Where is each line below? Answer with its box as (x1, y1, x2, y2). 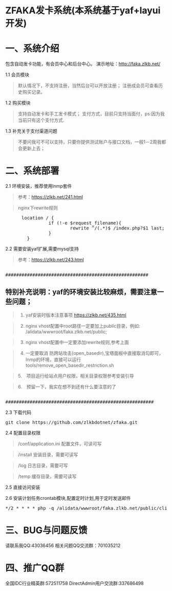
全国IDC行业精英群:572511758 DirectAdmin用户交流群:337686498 (5, 580, 144, 586)
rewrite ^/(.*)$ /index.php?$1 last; (70, 225, 165, 231)
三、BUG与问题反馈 (5, 524, 88, 536)
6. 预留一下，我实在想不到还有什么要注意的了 (17, 384, 117, 390)
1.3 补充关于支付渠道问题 (5, 128, 57, 134)
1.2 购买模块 (5, 100, 31, 106)
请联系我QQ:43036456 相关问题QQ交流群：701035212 (5, 542, 121, 548)
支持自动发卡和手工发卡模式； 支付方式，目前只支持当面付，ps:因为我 (17, 111, 165, 117)
